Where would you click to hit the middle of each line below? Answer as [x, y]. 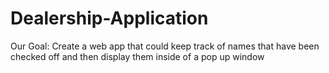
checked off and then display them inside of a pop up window [137, 56]
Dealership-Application [109, 18]
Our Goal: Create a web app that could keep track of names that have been [165, 46]
